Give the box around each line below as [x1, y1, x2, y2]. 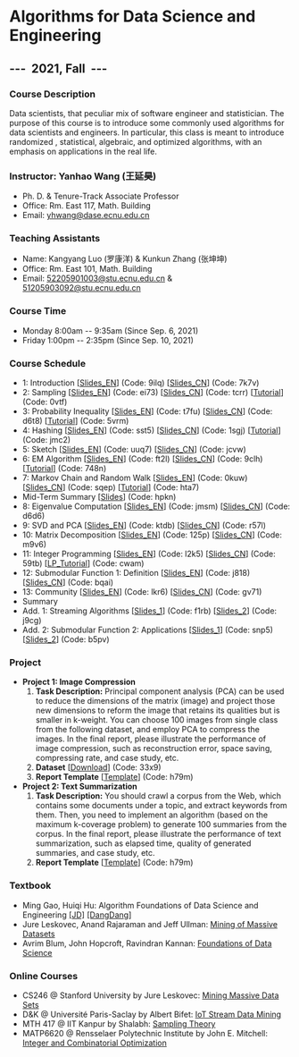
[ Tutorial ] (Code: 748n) [21, 463, 107, 474]
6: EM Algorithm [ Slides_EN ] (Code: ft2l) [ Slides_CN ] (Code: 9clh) [21, 453, 263, 464]
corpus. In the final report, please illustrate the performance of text [35, 829, 282, 840]
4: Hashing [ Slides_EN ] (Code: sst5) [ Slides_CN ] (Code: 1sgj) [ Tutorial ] [21, 425, 281, 435]
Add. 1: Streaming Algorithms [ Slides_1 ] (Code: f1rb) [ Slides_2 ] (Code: [21, 605, 278, 616]
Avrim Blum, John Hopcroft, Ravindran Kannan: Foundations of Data [21, 937, 272, 949]
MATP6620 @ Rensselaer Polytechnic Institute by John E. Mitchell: [21, 1027, 268, 1038]
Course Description [9, 88, 96, 100]
